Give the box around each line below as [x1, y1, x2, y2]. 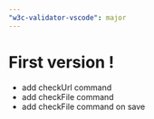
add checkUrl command [21, 82, 112, 93]
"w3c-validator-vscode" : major [8, 13, 127, 23]
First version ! [8, 51, 115, 72]
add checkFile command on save [21, 101, 146, 112]
